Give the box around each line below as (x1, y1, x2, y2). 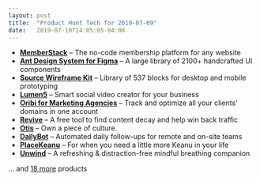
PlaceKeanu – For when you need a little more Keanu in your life (19, 140, 229, 150)
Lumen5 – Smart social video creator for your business (19, 90, 199, 100)
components (19, 65, 61, 74)
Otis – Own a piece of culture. (19, 123, 118, 133)
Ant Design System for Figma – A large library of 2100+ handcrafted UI (19, 56, 253, 66)
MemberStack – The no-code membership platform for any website (19, 48, 241, 58)
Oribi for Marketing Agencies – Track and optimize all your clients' (19, 98, 239, 107)
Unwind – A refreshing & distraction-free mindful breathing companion (19, 149, 251, 158)
